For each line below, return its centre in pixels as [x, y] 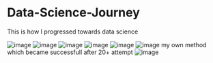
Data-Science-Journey [73, 13]
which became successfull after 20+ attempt [70, 52]
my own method [184, 45]
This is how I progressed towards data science [73, 32]
